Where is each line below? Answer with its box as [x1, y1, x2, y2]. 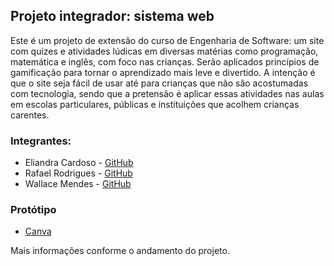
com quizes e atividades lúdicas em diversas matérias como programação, [10, 45, 319, 57]
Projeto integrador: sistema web [10, 8, 215, 25]
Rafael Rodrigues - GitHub [24, 167, 133, 179]
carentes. [10, 109, 50, 121]
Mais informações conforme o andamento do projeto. [10, 245, 230, 257]
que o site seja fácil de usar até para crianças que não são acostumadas [10, 77, 309, 89]
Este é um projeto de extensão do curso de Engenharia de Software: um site [10, 34, 325, 46]
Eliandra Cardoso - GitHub [24, 157, 134, 169]
